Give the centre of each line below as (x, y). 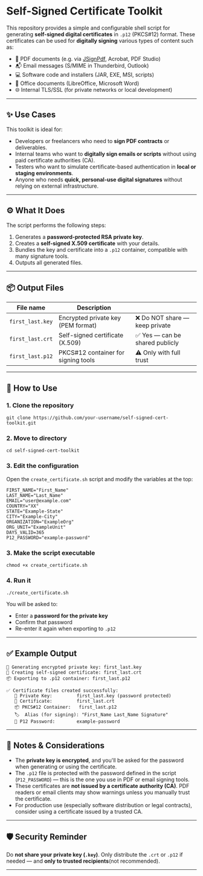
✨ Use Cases (31, 115)
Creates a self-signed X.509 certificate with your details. (87, 243)
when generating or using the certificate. (66, 766)
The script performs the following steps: (56, 225)
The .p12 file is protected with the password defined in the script (95, 773)
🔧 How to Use (32, 388)
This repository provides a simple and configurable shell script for (88, 28)
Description (94, 308)
